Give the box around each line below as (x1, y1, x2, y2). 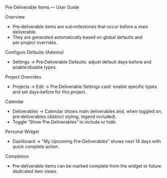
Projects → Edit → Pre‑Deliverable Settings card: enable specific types (12, 83, 157, 89)
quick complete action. (12, 143, 60, 149)
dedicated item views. (12, 168, 58, 174)
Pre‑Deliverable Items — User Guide (5, 4, 80, 10)
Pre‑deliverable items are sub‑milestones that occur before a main (12, 23, 149, 29)
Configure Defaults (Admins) (5, 49, 64, 55)
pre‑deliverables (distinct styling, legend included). (12, 113, 117, 119)
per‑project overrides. (12, 39, 58, 45)
